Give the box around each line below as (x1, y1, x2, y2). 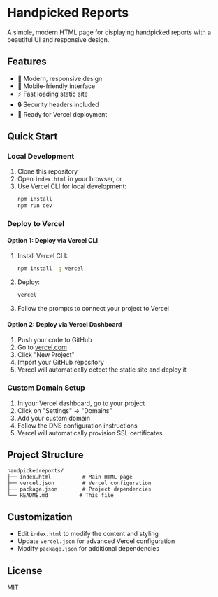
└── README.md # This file (7, 492, 114, 499)
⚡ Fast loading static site (17, 90, 89, 98)
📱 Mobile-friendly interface (17, 82, 96, 90)
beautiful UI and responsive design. (7, 35, 110, 43)
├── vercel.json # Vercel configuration (7, 479, 152, 487)
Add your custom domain (17, 414, 91, 422)
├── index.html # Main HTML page (7, 474, 133, 481)
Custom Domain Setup (7, 383, 85, 393)
